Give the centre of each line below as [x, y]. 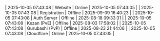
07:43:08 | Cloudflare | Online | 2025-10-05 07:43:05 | [60, 33]
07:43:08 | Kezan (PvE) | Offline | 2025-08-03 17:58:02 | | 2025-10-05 [76, 23]
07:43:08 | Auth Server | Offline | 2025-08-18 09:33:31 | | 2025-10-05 [82, 18]
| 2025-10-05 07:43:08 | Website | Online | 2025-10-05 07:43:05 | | [73, 8]
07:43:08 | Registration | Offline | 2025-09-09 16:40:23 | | [76, 13]
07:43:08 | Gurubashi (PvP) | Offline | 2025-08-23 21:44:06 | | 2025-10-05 [80, 28]
